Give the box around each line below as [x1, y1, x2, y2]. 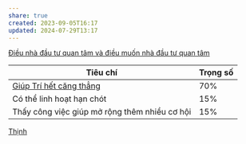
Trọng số [198, 67, 234, 78]
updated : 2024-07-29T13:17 [8, 26, 98, 34]
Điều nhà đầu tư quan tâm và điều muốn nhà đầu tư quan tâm [8, 49, 210, 58]
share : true [8, 11, 48, 20]
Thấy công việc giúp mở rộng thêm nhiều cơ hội [12, 107, 192, 118]
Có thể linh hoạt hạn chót [12, 93, 107, 104]
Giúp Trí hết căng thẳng [12, 80, 101, 91]
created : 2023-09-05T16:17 [8, 19, 98, 27]
